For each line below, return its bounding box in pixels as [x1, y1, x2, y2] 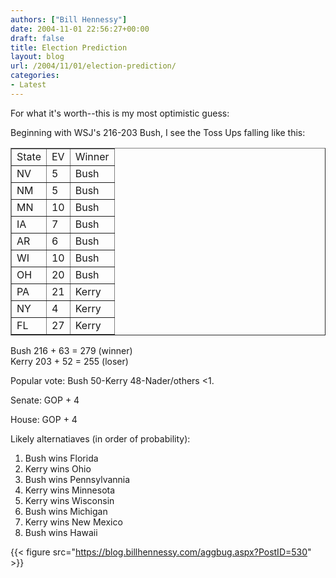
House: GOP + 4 [10, 413, 78, 425]
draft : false [10, 33, 65, 43]
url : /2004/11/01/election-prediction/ [10, 61, 177, 71]
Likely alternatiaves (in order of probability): [10, 432, 191, 445]
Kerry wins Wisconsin [24, 494, 115, 506]
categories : [10, 71, 60, 81]
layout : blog [10, 52, 65, 62]
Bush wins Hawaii [24, 526, 98, 538]
